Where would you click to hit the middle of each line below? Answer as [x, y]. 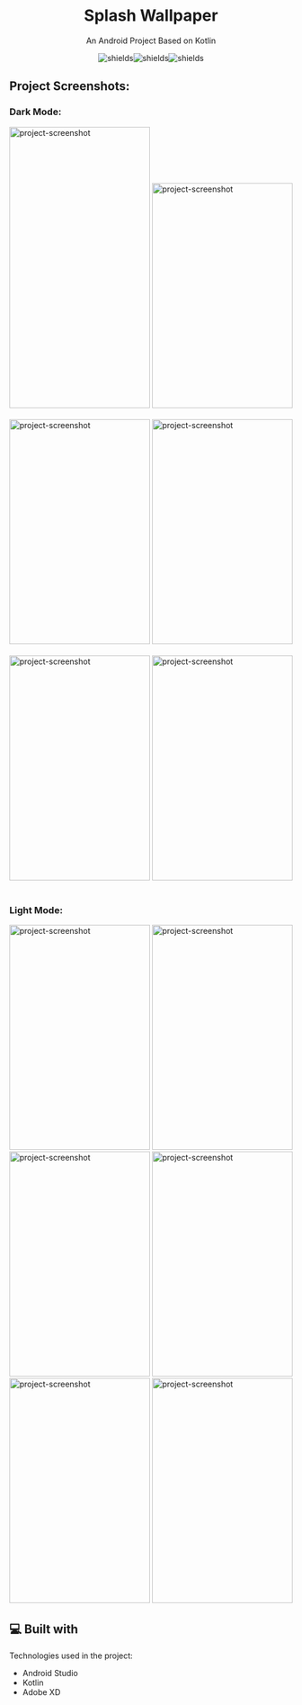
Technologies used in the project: [71, 1656]
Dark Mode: [36, 112]
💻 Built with [44, 1629]
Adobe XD [41, 1692]
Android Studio [50, 1673]
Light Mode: [36, 910]
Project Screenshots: [70, 86]
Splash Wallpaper [151, 16]
